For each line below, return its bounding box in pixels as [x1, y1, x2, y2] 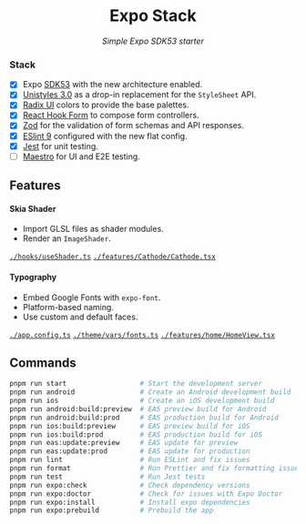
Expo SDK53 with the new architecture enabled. [22, 79, 203, 90]
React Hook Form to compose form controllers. [22, 110, 199, 121]
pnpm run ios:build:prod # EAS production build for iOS [9, 429, 262, 439]
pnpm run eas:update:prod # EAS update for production [9, 447, 250, 456]
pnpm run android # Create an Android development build [9, 388, 291, 397]
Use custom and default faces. [22, 311, 138, 322]
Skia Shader [9, 203, 56, 214]
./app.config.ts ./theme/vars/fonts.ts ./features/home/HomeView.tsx [9, 330, 276, 339]
